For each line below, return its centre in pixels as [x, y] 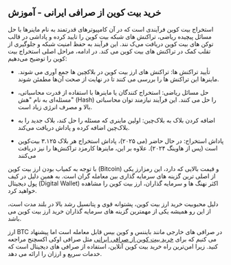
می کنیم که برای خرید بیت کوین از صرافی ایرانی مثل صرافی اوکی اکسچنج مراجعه [112, 239]
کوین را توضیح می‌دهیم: [37, 58]
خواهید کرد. [22, 190]
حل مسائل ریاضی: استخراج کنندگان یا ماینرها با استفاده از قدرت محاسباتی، [113, 92]
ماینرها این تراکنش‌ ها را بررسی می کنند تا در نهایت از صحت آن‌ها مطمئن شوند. [118, 79]
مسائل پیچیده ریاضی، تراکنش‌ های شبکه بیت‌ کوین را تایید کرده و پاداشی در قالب [110, 36]
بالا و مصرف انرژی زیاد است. [55, 106]
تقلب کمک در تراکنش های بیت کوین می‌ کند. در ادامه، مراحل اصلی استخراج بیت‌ [109, 51]
